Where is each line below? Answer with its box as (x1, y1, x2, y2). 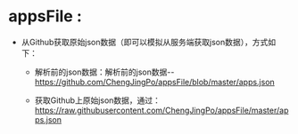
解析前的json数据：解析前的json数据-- (34, 67, 175, 77)
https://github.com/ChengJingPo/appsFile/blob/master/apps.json (34, 76, 276, 87)
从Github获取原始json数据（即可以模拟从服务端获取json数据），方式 (21, 36, 269, 47)
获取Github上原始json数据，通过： (34, 95, 161, 106)
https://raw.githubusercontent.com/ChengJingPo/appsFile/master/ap (34, 105, 289, 115)
